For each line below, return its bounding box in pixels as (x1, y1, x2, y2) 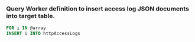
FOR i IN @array (6, 25, 46, 31)
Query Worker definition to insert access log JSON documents (6, 5, 189, 13)
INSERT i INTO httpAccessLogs (6, 31, 81, 37)
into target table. (6, 12, 55, 20)
